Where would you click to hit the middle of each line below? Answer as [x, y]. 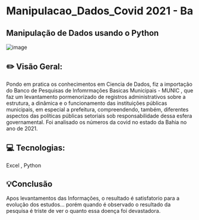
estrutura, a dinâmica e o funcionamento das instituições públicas [87, 103]
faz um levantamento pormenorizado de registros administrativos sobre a [96, 97]
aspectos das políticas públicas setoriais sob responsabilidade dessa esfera [99, 116]
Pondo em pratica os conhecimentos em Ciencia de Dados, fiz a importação [99, 84]
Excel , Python [24, 165]
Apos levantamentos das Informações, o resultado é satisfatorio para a [93, 199]
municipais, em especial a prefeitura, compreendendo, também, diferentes [97, 109]
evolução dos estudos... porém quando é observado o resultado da [89, 204]
